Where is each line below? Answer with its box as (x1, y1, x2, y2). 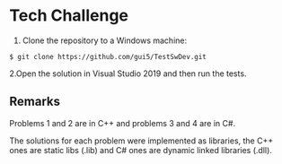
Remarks (9, 94, 61, 109)
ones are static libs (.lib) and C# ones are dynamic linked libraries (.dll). (9, 144, 272, 155)
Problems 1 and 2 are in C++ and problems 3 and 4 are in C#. (9, 117, 236, 128)
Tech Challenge (9, 5, 128, 26)
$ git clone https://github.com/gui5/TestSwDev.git (9, 52, 207, 61)
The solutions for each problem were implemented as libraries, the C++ (9, 135, 274, 146)
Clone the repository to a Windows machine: (22, 35, 188, 46)
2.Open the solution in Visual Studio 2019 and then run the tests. (9, 68, 247, 79)
